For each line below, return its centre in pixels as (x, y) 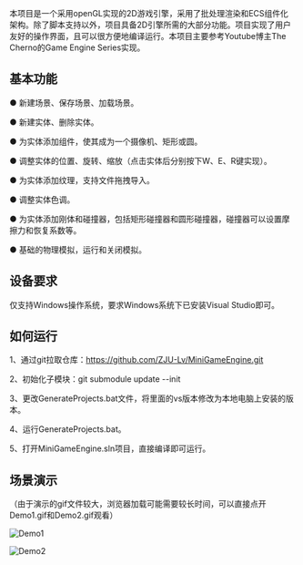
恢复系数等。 (57, 230)
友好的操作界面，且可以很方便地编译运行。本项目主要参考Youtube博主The (148, 36)
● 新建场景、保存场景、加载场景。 (74, 102)
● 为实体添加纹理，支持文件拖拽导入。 (82, 180)
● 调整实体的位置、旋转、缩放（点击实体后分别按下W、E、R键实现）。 (141, 160)
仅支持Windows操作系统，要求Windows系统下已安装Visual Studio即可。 (145, 304)
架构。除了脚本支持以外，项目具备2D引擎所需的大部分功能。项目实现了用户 (150, 25)
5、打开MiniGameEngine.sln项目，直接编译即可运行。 (110, 448)
